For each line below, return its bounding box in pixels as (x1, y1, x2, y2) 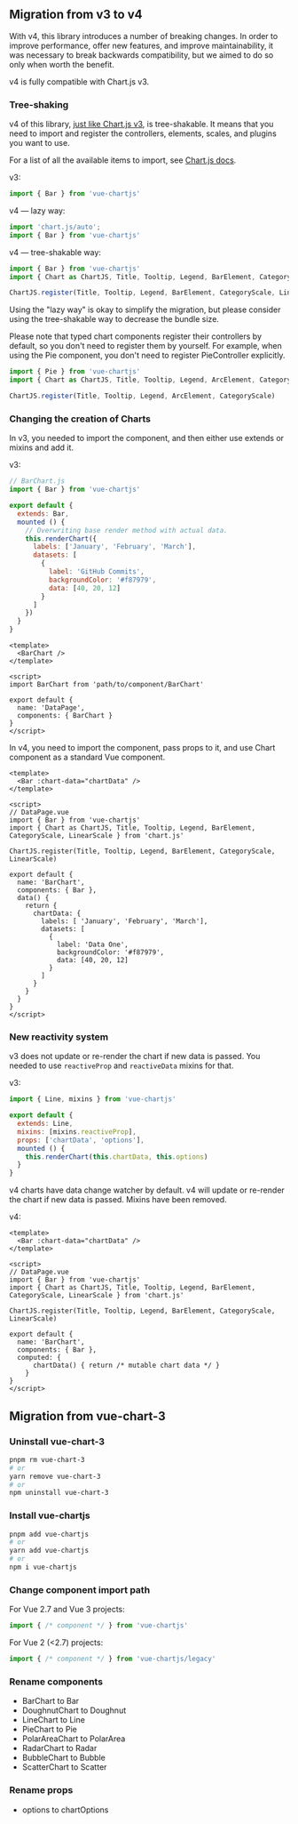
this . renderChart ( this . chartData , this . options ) (25, 1152, 208, 1161)
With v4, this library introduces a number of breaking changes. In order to (9, 30, 278, 41)
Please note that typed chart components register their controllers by (9, 331, 263, 341)
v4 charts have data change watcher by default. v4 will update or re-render (9, 1185, 286, 1195)
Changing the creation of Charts (9, 413, 151, 425)
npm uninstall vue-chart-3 (9, 1489, 109, 1498)
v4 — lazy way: (9, 205, 66, 216)
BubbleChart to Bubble (21, 1752, 106, 1764)
